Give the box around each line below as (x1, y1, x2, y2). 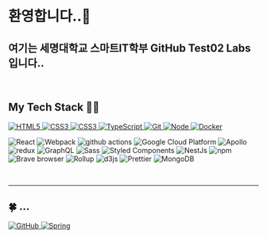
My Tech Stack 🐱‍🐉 (8, 101, 100, 114)
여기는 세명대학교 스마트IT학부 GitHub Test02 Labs (8, 41, 251, 55)
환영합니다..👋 (8, 7, 91, 25)
